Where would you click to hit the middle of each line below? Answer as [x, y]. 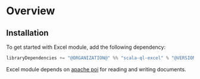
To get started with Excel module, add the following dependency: [86, 47]
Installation [27, 33]
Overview [31, 11]
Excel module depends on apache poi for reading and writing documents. [96, 69]
